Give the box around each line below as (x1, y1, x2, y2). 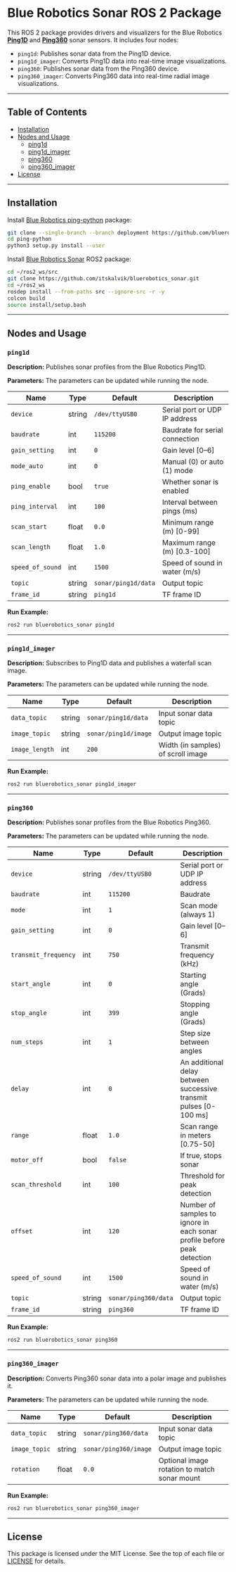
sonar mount (158, 1473, 201, 1483)
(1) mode (162, 466, 193, 476)
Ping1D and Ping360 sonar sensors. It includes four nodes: (7, 35, 179, 44)
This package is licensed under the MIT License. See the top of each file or (7, 1549, 225, 1558)
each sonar (180, 1226, 218, 1236)
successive (180, 1084, 218, 1094)
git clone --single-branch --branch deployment (7, 229, 150, 237)
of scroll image (158, 749, 208, 759)
